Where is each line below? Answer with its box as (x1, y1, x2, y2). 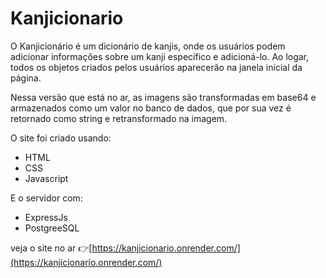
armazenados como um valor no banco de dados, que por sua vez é (10, 102, 292, 114)
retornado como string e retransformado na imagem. (10, 112, 228, 124)
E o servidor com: (10, 192, 83, 204)
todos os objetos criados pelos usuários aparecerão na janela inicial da (10, 61, 303, 73)
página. (10, 72, 42, 84)
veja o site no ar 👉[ (10, 242, 93, 254)
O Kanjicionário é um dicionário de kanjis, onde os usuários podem (10, 40, 286, 52)
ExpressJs (24, 211, 68, 223)
